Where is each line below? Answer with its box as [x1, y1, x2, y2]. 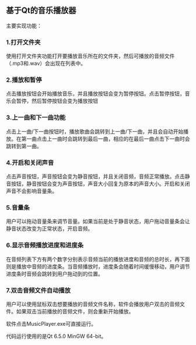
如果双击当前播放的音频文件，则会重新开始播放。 [16, 308, 134, 315]
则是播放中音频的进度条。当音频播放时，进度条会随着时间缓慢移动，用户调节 [6, 263, 190, 270]
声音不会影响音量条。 [6, 187, 57, 194]
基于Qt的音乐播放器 [6, 5, 77, 16]
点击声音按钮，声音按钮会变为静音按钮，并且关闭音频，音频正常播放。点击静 [6, 173, 190, 180]
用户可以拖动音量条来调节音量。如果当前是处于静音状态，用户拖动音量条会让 [6, 218, 190, 225]
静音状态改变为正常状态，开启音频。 [6, 225, 93, 232]
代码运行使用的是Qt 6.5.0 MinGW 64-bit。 [6, 332, 107, 340]
